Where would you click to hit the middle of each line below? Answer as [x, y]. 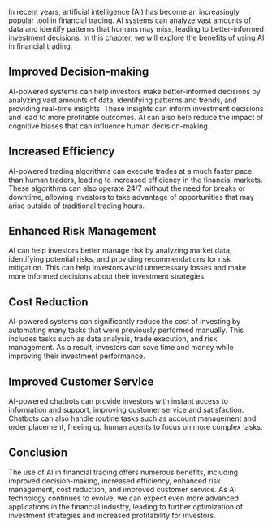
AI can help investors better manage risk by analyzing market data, [120, 250]
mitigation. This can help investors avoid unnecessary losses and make [127, 268]
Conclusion [38, 453]
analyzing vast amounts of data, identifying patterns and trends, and [123, 100]
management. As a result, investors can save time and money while [121, 348]
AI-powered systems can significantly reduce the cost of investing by [125, 322]
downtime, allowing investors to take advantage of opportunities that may [131, 197]
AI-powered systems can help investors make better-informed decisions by [135, 91]
